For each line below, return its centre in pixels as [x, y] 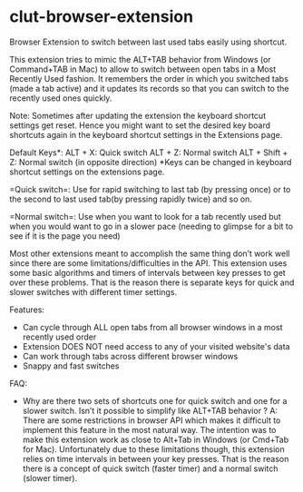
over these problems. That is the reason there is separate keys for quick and [152, 282]
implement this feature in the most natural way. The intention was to [149, 429]
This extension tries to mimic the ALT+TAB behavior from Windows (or [140, 59]
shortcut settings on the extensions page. [87, 172]
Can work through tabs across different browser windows [130, 356]
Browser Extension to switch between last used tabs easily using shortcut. [148, 42]
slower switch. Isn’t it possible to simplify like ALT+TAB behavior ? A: [150, 410]
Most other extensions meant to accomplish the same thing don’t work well [150, 253]
